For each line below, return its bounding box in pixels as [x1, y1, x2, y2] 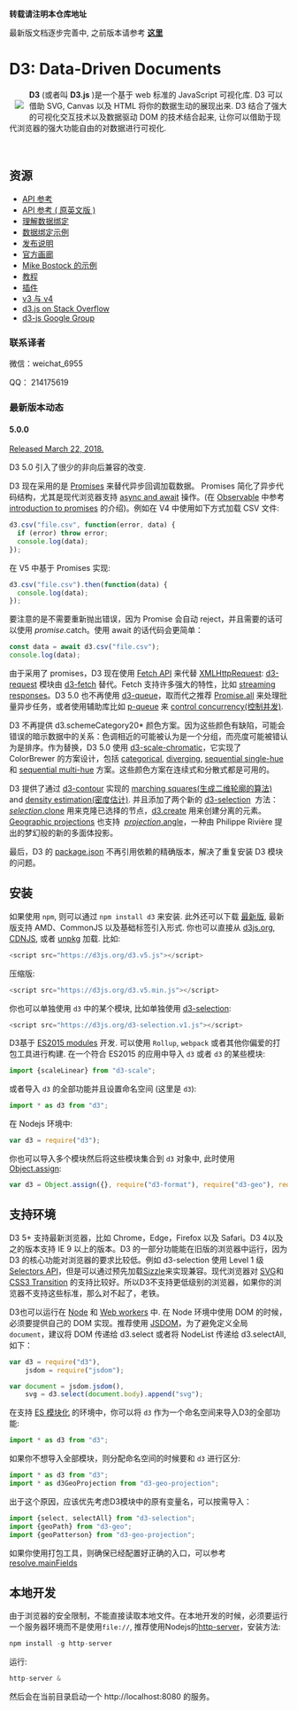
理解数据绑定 [21, 215, 69, 226]
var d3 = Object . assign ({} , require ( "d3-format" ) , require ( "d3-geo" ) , [9, 1181, 275, 1190]
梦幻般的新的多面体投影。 [24, 828, 118, 839]
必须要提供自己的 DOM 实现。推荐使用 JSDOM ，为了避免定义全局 [9, 1317, 248, 1328]
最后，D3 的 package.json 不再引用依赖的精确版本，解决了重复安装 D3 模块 [9, 847, 284, 857]
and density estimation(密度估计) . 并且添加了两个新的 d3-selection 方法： [9, 794, 278, 805]
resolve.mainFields [9, 1558, 78, 1568]
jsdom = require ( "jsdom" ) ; [25, 1365, 125, 1375]
